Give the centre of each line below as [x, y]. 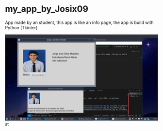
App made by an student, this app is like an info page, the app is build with [79, 22]
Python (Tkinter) [21, 27]
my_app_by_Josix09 [47, 9]
